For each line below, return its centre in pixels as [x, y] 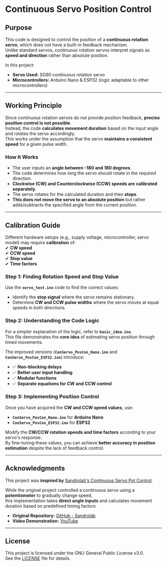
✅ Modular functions [35, 378]
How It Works [22, 157]
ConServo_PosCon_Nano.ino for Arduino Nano [58, 417]
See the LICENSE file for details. [38, 559]
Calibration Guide [33, 225]
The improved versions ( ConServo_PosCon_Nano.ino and [61, 352]
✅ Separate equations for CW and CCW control [62, 383]
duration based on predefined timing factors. [51, 506]
